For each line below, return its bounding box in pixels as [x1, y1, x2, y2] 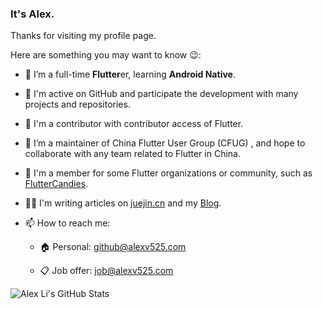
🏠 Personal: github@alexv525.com [39, 241, 187, 253]
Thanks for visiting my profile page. [10, 30, 157, 42]
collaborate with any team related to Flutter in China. [24, 148, 241, 160]
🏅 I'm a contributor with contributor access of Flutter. [24, 118, 244, 130]
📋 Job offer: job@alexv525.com [39, 265, 174, 277]
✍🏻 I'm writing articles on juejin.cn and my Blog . [24, 197, 222, 209]
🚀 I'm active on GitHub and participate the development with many [24, 88, 299, 100]
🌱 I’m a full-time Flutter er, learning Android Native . [24, 68, 236, 81]
